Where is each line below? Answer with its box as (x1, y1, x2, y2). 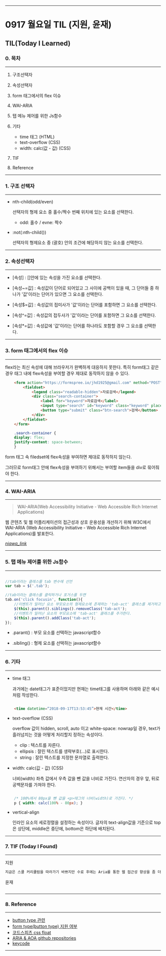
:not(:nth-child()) (12, 230, 46, 236)
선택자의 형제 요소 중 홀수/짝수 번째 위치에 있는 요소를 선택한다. (12, 209, 134, 215)
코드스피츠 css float (12, 929, 51, 935)
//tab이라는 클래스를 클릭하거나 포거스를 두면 (5, 592, 86, 598)
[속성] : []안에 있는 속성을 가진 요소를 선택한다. (12, 275, 102, 281)
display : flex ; (14, 435, 45, 440)
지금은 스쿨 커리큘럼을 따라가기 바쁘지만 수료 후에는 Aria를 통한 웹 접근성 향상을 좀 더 (5, 869, 162, 874)
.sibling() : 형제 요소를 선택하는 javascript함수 (12, 640, 101, 646)
